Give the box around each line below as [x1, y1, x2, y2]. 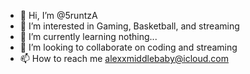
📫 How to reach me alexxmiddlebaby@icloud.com [19, 53, 230, 64]
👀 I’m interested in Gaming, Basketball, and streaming [19, 20, 240, 32]
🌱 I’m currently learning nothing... [19, 31, 158, 42]
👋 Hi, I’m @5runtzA [19, 10, 98, 21]
